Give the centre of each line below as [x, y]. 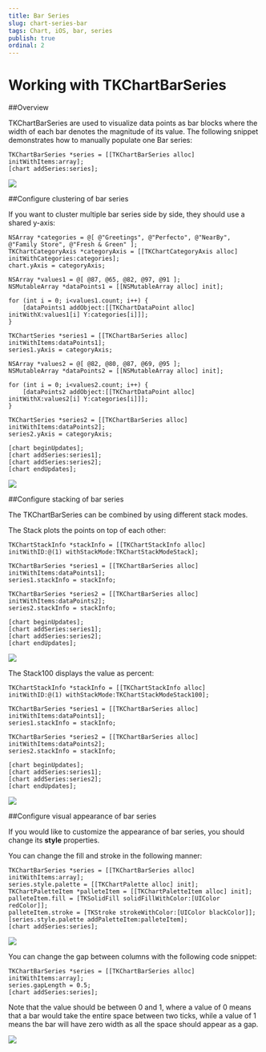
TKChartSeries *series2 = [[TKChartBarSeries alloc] [98, 420]
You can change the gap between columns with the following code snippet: [133, 957]
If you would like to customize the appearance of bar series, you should [126, 832]
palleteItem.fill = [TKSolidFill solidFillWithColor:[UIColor [114, 899]
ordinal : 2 [26, 46]
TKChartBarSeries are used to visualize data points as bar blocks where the [133, 123]
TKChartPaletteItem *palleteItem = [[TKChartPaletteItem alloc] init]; [130, 892]
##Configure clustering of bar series [69, 199]
